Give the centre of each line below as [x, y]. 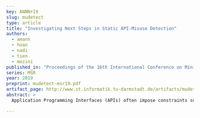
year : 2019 [20, 78]
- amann [21, 39]
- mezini [22, 61]
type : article [24, 23]
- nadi [20, 51]
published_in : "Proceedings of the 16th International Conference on [94, 67]
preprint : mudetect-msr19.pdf [44, 84]
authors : [17, 34]
